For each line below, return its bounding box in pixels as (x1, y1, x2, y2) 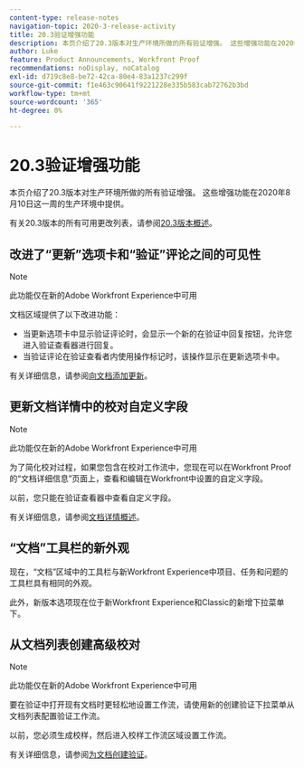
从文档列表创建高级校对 (9, 637, 140, 652)
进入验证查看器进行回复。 (22, 340, 119, 350)
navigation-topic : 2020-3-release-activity (9, 22, 176, 31)
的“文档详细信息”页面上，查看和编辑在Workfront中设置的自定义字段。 (9, 472, 269, 484)
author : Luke (9, 47, 59, 56)
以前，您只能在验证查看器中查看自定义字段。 (9, 492, 176, 503)
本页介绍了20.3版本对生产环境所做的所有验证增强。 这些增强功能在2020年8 (9, 187, 291, 198)
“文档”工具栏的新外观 (9, 540, 129, 556)
